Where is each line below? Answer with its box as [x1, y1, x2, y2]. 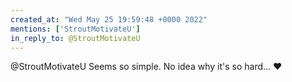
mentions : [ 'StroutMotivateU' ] [10, 24, 141, 34]
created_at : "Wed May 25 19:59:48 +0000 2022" [10, 14, 208, 25]
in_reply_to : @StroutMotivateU [10, 33, 141, 43]
